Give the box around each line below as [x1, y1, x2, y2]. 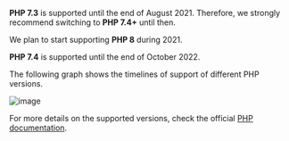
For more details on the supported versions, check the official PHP [9, 113, 254, 123]
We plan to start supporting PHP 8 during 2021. [9, 35, 183, 45]
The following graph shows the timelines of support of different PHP [9, 69, 260, 79]
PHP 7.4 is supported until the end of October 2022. [9, 52, 201, 62]
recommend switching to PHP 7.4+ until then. [9, 17, 177, 28]
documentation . [9, 122, 68, 133]
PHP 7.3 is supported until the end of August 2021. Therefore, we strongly [9, 8, 281, 18]
